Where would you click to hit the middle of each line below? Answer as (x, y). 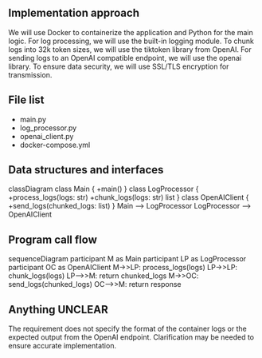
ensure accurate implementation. (63, 346)
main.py (33, 119)
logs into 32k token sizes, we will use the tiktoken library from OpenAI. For (130, 49)
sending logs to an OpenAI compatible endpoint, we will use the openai (125, 58)
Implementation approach (74, 13)
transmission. (30, 74)
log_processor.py (48, 128)
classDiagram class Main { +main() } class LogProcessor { (104, 189)
